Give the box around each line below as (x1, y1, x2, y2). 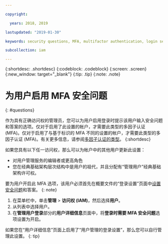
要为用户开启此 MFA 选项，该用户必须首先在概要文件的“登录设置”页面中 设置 (5, 180, 161, 186)
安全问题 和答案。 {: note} (5, 187, 57, 193)
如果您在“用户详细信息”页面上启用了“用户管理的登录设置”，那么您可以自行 (5, 227, 157, 233)
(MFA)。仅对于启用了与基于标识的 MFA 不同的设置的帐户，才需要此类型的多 (5, 130, 161, 136)
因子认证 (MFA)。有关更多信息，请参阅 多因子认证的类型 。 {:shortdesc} (5, 136, 151, 142)
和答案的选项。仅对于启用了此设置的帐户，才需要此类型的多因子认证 (5, 123, 145, 130)
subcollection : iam (5, 48, 46, 53)
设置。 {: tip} (13, 233, 40, 239)
